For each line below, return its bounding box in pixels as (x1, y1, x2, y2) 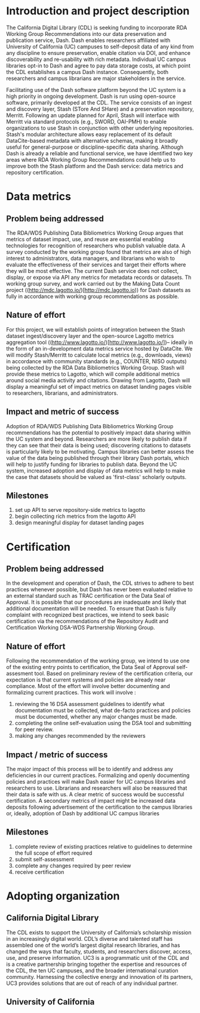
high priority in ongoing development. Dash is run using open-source (6, 93, 176, 100)
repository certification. (6, 168, 64, 176)
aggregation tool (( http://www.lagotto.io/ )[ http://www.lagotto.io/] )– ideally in (6, 339, 193, 346)
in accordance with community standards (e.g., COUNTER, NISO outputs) (6, 357, 187, 365)
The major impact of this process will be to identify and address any (6, 766, 173, 772)
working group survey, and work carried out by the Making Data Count (6, 280, 180, 287)
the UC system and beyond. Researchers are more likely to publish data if (6, 435, 187, 443)
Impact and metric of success (6, 407, 119, 417)
